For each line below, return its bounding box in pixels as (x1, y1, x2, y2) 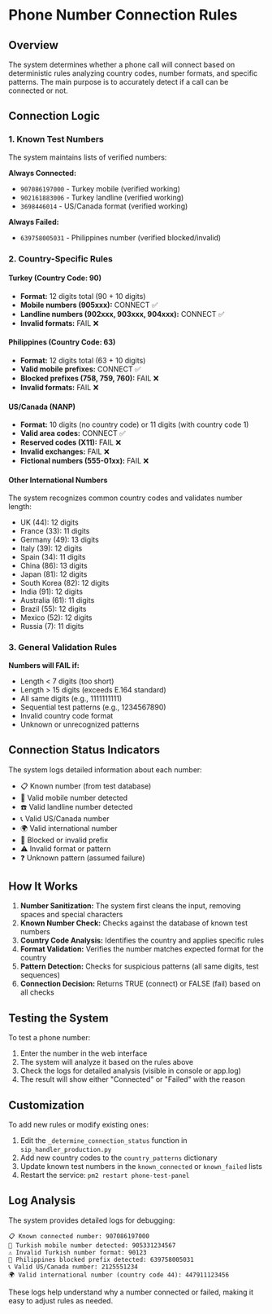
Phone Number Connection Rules (8, 6, 238, 24)
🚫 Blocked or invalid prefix (19, 835, 108, 845)
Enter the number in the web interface (19, 1048, 148, 1058)
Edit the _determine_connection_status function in (19, 1135, 188, 1145)
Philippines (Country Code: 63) (8, 337, 116, 347)
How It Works (8, 879, 79, 893)
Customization (8, 1098, 85, 1112)
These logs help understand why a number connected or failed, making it (8, 1287, 254, 1297)
